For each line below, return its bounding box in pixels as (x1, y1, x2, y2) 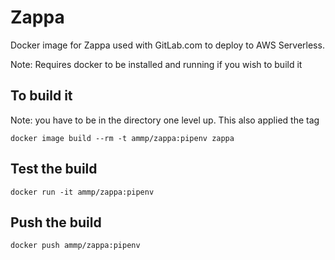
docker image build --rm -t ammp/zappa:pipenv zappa (10, 133, 235, 143)
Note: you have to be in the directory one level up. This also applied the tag (10, 114, 320, 126)
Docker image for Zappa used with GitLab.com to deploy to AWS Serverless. (10, 39, 325, 51)
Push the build (10, 214, 102, 231)
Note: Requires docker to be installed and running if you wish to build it (10, 58, 303, 70)
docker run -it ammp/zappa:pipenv (10, 187, 155, 197)
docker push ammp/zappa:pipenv (10, 241, 141, 251)
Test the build (10, 161, 98, 178)
